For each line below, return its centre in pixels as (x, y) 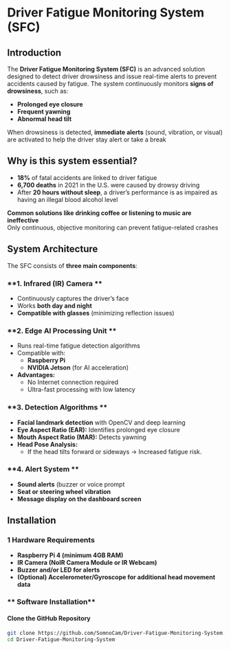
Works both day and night (55, 305)
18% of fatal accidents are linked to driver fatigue (87, 177)
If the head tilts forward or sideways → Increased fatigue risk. (114, 451)
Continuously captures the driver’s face (73, 298)
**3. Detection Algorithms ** (57, 407)
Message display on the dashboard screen (79, 499)
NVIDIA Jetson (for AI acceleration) (78, 368)
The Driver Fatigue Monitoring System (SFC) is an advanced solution (106, 69)
